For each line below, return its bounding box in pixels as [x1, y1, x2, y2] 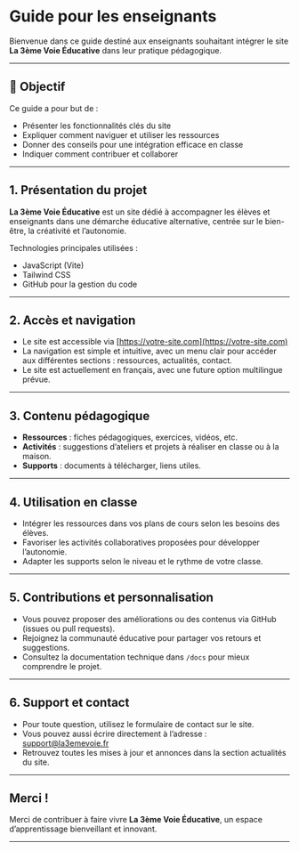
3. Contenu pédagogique [9, 408, 150, 424]
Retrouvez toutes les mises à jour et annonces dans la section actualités [21, 747, 287, 758]
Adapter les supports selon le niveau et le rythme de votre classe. [21, 556, 263, 566]
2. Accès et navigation [9, 312, 136, 328]
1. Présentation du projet [9, 182, 148, 198]
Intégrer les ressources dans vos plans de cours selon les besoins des [21, 518, 280, 529]
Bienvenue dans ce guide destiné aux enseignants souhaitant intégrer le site [9, 36, 289, 46]
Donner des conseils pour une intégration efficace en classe [21, 139, 244, 150]
